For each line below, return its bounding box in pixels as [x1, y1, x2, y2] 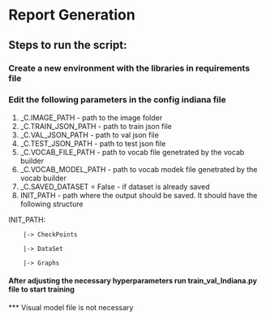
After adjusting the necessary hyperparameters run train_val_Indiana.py [8, 276, 258, 286]
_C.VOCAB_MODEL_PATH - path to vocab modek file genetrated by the [19, 164, 258, 174]
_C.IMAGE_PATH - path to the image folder [19, 112, 163, 123]
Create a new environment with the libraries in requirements [8, 63, 250, 74]
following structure [19, 199, 84, 209]
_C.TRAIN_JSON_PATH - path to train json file [19, 121, 172, 131]
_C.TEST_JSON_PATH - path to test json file [19, 138, 166, 148]
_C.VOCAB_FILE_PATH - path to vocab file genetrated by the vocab [19, 147, 245, 157]
